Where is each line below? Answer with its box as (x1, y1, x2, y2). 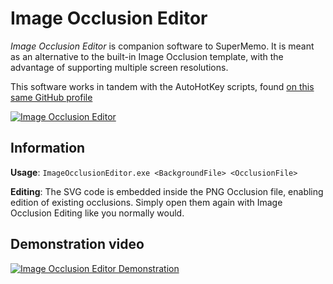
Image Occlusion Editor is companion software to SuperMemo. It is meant (10, 40, 315, 52)
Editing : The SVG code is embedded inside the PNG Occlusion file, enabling (10, 185, 324, 197)
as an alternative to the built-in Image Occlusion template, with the (10, 50, 284, 62)
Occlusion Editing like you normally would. (10, 207, 185, 219)
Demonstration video (10, 236, 145, 253)
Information (10, 140, 86, 157)
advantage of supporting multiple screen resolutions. (10, 61, 229, 73)
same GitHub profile (10, 91, 93, 103)
